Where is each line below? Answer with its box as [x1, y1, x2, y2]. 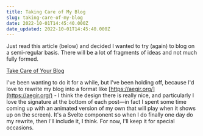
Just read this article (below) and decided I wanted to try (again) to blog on [6, 42, 195, 50]
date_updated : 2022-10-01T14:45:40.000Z [6, 25, 111, 32]
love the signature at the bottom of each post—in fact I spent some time [6, 98, 187, 106]
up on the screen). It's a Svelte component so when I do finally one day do [6, 111, 193, 118]
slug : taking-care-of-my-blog [6, 15, 84, 21]
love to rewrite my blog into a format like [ [6, 86, 111, 93]
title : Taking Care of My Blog [6, 8, 86, 15]
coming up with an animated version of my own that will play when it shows [6, 104, 196, 112]
